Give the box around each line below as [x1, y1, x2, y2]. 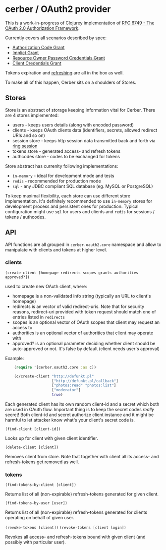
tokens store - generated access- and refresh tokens [12, 148, 120, 154]
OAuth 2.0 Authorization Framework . [5, 25, 80, 31]
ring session [12, 143, 38, 149]
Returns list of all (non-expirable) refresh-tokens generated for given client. [5, 491, 159, 497]
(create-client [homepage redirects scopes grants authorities [5, 270, 139, 275]
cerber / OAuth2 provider [5, 3, 111, 15]
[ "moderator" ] [52, 388, 81, 393]
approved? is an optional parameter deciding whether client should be [12, 340, 156, 346]
